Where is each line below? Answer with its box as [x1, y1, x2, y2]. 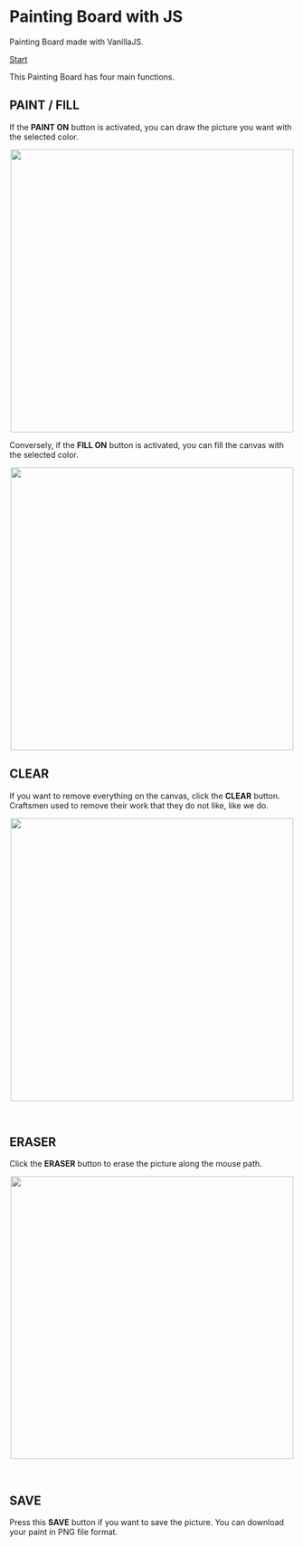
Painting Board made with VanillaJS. [9, 36, 144, 47]
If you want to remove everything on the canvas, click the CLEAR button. [9, 790, 280, 801]
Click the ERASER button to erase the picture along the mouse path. [9, 1159, 262, 1169]
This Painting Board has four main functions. [9, 71, 175, 82]
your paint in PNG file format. [9, 1527, 118, 1538]
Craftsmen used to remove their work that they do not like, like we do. [9, 799, 269, 811]
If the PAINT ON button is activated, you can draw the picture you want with [9, 121, 292, 132]
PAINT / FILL [9, 98, 80, 113]
